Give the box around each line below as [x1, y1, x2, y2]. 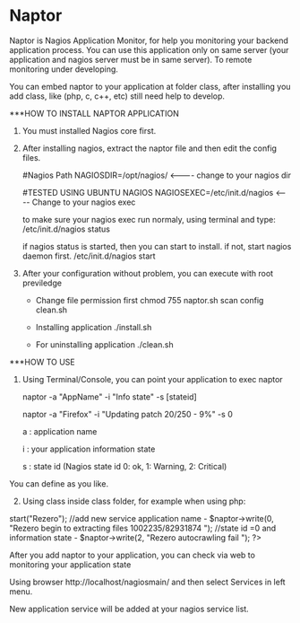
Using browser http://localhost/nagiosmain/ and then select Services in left [9, 576, 286, 587]
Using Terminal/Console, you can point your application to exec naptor [21, 373, 284, 384]
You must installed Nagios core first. [21, 125, 157, 136]
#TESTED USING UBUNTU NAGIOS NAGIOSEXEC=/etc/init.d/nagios [21, 187, 274, 197]
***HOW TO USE [9, 356, 76, 367]
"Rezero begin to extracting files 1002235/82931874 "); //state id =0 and [9, 522, 277, 533]
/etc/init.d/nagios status [21, 224, 110, 234]
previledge [21, 277, 63, 288]
